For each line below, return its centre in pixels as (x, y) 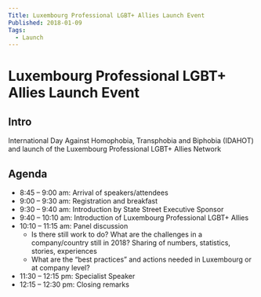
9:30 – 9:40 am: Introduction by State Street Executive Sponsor (121, 210)
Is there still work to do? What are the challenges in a (116, 235)
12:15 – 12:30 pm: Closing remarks (74, 284)
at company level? (60, 268)
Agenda (28, 174)
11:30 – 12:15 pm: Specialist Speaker (77, 277)
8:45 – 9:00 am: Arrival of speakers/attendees (94, 192)
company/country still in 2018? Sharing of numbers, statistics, (131, 243)
